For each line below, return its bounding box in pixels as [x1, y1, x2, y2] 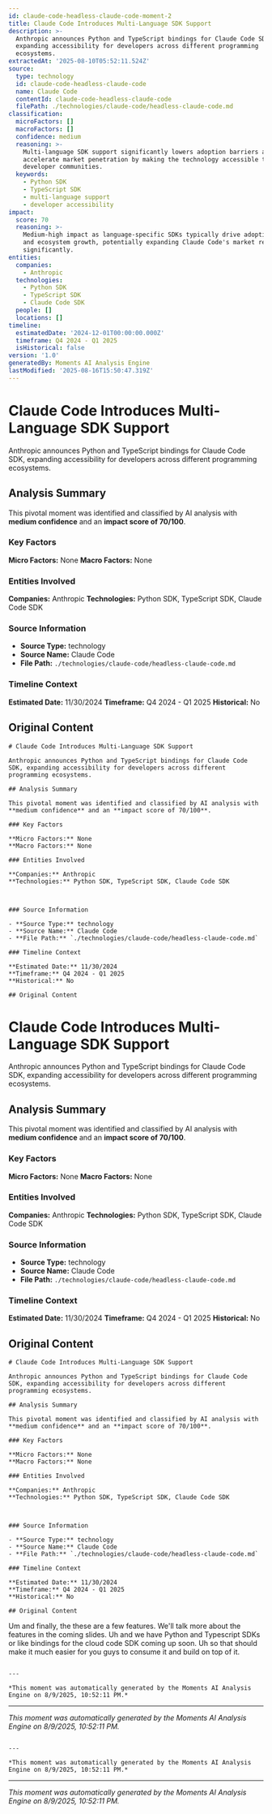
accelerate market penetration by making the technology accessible [23, 155, 259, 163]
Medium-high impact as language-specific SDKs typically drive [23, 231, 241, 239]
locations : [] [15, 313, 63, 321]
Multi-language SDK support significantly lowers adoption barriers [23, 148, 259, 156]
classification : [8, 110, 63, 118]
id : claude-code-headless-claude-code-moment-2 [8, 11, 172, 20]
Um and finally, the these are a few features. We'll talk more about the [8, 1621, 241, 1631]
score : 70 [15, 216, 49, 224]
